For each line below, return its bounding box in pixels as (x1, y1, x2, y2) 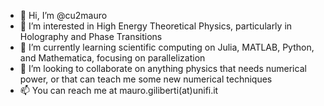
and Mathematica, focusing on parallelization (19, 52, 206, 64)
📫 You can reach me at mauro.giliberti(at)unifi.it (19, 85, 219, 96)
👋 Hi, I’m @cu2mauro (19, 10, 108, 21)
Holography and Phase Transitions (19, 31, 163, 42)
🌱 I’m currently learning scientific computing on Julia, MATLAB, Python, (19, 41, 315, 53)
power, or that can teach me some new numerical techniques (19, 73, 273, 85)
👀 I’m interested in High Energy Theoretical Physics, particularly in (19, 20, 293, 32)
